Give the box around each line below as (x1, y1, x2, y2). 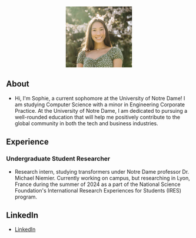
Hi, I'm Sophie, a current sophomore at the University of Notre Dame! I (14, 94, 185, 102)
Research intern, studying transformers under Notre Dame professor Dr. (14, 168, 190, 175)
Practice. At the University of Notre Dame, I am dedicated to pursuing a (14, 107, 188, 114)
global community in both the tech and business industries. (14, 119, 159, 127)
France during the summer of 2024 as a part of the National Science (14, 181, 181, 188)
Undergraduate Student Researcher (6, 155, 111, 163)
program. (14, 193, 37, 200)
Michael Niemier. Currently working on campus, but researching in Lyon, (14, 174, 190, 181)
